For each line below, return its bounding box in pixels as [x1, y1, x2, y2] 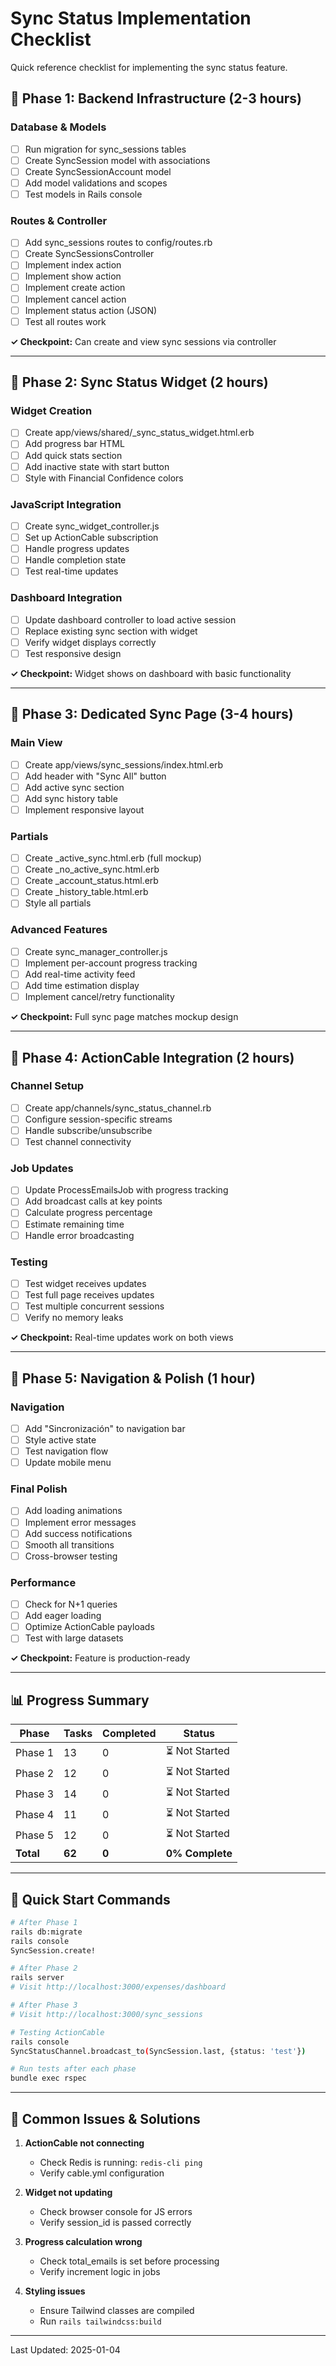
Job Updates [10, 1161, 74, 1175]
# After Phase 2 [10, 1963, 78, 1974]
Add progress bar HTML [24, 438, 125, 450]
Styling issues [24, 2285, 86, 2297]
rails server [10, 1973, 65, 1983]
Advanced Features [10, 923, 108, 937]
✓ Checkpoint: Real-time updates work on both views [10, 1332, 234, 1344]
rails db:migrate [10, 1927, 83, 1937]
